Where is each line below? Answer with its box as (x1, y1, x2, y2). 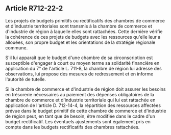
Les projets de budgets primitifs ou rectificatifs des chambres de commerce (5, 17, 165, 23)
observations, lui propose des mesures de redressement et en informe (5, 71, 154, 77)
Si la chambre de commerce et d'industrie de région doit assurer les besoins (5, 86, 166, 92)
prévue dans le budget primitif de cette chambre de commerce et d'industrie (5, 107, 166, 114)
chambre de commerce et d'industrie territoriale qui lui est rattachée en (5, 97, 156, 103)
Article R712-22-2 (5, 4, 63, 13)
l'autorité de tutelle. (5, 76, 46, 82)
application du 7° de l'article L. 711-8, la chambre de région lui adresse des (5, 65, 162, 71)
